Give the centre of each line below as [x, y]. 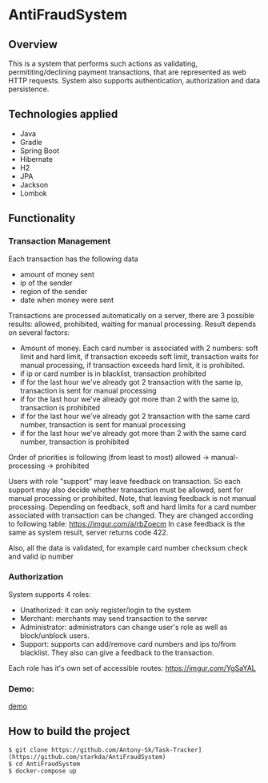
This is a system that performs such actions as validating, [103, 63]
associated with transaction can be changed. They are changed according [131, 515]
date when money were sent [67, 300]
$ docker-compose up [43, 771]
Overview [33, 44]
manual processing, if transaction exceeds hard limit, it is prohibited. [132, 365]
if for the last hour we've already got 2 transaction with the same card [135, 416]
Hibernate [36, 159]
